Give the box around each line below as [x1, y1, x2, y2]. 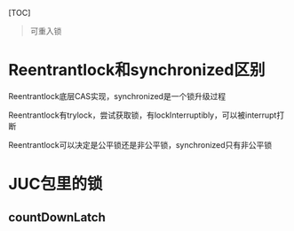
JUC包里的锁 [8, 174, 103, 194]
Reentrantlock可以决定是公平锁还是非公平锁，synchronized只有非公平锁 [8, 139, 273, 150]
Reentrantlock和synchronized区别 [8, 60, 266, 81]
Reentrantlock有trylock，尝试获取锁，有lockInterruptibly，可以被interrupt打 [8, 110, 285, 120]
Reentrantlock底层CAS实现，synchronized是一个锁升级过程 [8, 90, 226, 101]
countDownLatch [8, 210, 106, 225]
